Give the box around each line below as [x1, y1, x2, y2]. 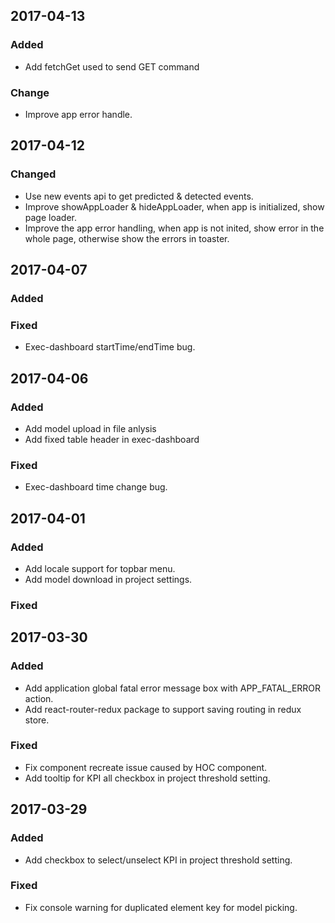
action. [24, 692, 54, 704]
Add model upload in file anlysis [24, 422, 157, 434]
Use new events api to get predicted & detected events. [24, 190, 254, 202]
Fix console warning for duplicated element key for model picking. [24, 901, 298, 913]
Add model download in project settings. [24, 573, 193, 585]
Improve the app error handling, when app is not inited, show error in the [24, 222, 325, 234]
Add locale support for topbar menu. [24, 562, 176, 574]
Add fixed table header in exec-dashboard [24, 433, 200, 445]
